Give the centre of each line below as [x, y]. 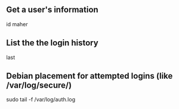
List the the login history [52, 43]
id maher [17, 24]
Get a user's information [52, 10]
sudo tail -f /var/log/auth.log [41, 99]
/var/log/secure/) [39, 85]
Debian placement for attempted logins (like [89, 76]
